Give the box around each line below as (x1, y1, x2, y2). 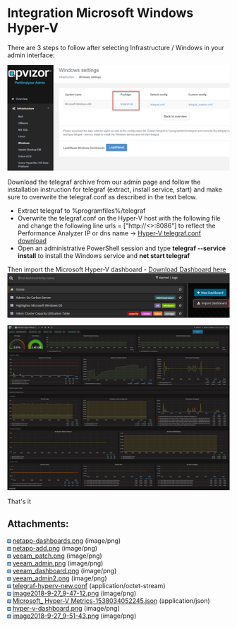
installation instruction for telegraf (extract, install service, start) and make (7, 185, 222, 194)
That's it (7, 497, 32, 506)
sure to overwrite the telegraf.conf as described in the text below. (7, 193, 197, 201)
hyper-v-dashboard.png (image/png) (12, 604, 120, 612)
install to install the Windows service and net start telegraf (17, 252, 190, 260)
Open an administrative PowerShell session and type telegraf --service (17, 244, 226, 252)
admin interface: (7, 51, 55, 59)
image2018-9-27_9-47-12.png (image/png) (12, 589, 137, 597)
